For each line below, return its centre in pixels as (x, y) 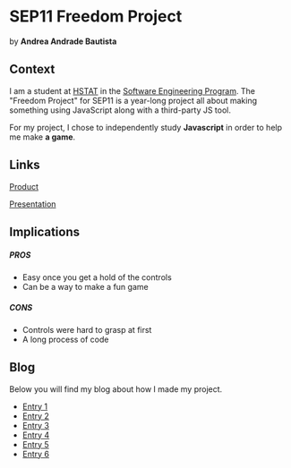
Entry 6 (36, 454)
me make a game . (43, 137)
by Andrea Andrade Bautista (63, 41)
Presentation (33, 204)
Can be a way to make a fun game (86, 286)
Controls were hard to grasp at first (87, 329)
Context (32, 69)
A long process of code (65, 339)
